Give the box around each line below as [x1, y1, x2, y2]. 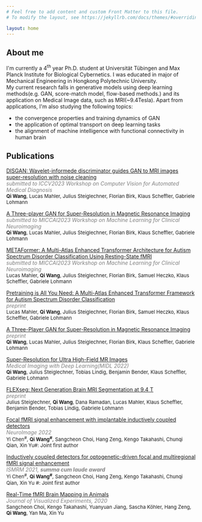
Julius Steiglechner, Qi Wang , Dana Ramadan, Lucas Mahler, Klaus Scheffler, [6, 398, 183, 405]
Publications [6, 151, 55, 161]
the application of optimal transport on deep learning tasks [14, 121, 161, 128]
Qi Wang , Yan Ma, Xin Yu [6, 509, 64, 517]
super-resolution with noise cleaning [6, 173, 97, 180]
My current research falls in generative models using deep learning [6, 84, 173, 91]
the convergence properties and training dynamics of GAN [14, 114, 161, 121]
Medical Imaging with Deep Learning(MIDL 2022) [6, 362, 129, 369]
